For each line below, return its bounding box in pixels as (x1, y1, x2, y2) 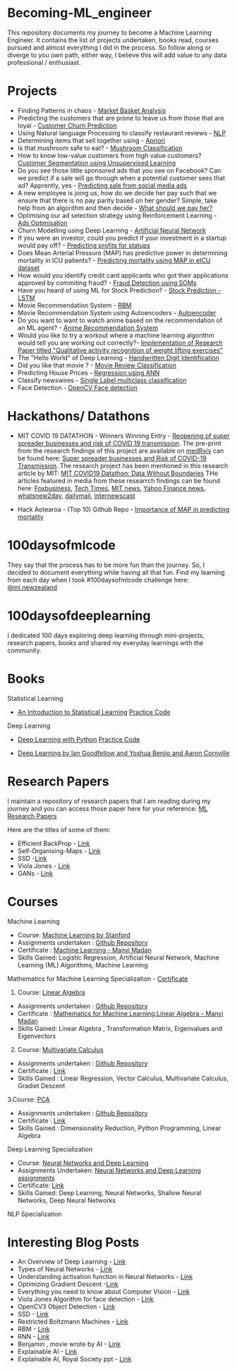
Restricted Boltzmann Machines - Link (17, 1317, 129, 1326)
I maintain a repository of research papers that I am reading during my (7, 797, 212, 805)
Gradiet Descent (17, 1081, 66, 1090)
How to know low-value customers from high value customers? (17, 151, 202, 159)
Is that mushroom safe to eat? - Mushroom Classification (17, 143, 183, 152)
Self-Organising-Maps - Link (17, 846, 101, 855)
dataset (17, 263, 40, 272)
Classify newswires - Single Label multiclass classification (17, 376, 187, 384)
